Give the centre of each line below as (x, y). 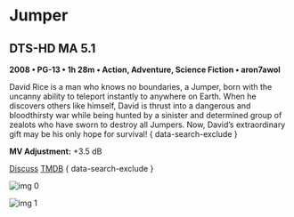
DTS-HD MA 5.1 (53, 48)
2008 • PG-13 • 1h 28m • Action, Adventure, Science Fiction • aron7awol (145, 69)
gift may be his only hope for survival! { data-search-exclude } (123, 134)
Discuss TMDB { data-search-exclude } (82, 169)
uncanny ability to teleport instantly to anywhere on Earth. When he (133, 96)
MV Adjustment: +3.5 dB (56, 151)
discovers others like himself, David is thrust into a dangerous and (130, 106)
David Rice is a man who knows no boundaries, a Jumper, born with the (141, 87)
